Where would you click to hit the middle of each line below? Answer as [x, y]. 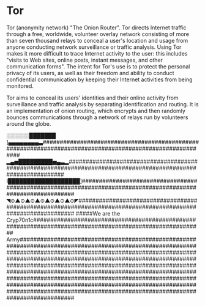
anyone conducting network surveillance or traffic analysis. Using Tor [94, 47]
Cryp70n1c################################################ [101, 220]
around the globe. [29, 123]
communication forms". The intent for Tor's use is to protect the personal [98, 66]
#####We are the [98, 213]
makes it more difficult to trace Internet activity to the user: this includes [97, 53]
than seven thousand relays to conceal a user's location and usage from [97, 40]
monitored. [20, 86]
